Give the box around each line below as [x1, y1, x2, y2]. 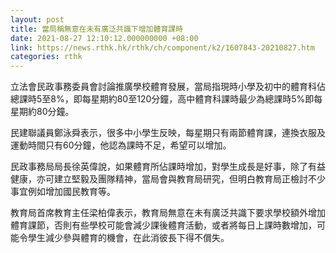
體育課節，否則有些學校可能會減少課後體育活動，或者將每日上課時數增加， [10, 219, 317, 231]
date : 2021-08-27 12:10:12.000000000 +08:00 [10, 33, 199, 43]
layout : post [10, 14, 65, 25]
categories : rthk [10, 52, 83, 62]
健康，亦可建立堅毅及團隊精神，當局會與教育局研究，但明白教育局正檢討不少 [10, 173, 326, 185]
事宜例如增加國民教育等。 [10, 186, 116, 198]
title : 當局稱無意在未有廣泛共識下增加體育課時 [10, 24, 184, 34]
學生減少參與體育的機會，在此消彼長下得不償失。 [27, 232, 230, 244]
